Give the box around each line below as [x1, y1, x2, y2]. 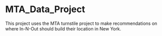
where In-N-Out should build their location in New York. [5, 25, 121, 31]
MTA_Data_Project [5, 4, 85, 15]
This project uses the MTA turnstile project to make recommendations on [5, 20, 157, 26]
